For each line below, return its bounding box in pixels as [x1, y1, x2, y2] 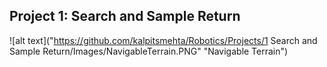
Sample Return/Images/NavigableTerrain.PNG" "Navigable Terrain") [9, 45, 289, 57]
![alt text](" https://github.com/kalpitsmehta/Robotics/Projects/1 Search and [9, 34, 318, 46]
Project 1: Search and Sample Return [9, 8, 241, 25]
